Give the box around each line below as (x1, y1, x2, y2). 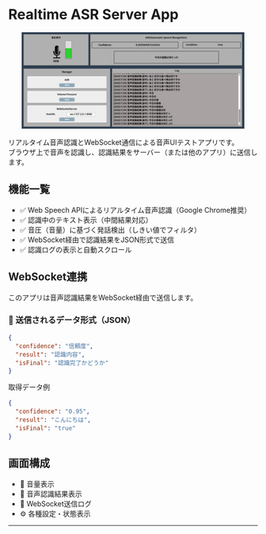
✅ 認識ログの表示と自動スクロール (19, 244, 132, 254)
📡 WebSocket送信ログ (19, 498, 93, 508)
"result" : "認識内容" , (15, 350, 85, 358)
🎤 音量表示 (19, 479, 55, 488)
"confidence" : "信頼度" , (15, 342, 93, 350)
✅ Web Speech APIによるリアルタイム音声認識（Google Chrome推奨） (19, 205, 252, 214)
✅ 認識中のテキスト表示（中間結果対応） (19, 215, 153, 225)
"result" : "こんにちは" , (15, 416, 91, 424)
